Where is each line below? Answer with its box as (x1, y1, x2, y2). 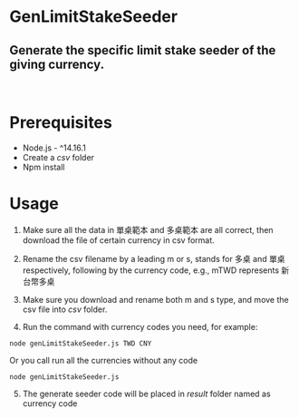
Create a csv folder (22, 151, 95, 162)
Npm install (22, 161, 65, 172)
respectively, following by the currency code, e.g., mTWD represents (22, 265, 279, 276)
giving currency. (9, 56, 105, 72)
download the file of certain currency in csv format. (22, 234, 215, 246)
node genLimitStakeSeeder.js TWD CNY (9, 338, 152, 348)
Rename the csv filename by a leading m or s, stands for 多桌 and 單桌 (22, 253, 285, 264)
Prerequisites (9, 112, 113, 133)
